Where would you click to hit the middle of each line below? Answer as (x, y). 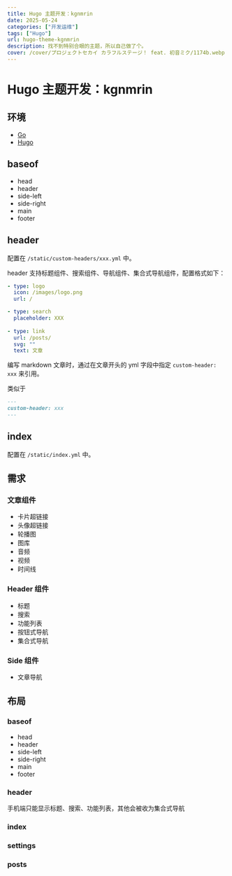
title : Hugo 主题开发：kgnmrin (50, 14)
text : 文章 (28, 351)
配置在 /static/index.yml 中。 (51, 454)
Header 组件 (28, 589)
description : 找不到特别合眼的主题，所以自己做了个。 (77, 46)
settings (22, 845)
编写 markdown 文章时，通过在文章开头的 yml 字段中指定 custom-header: (112, 365)
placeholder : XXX (39, 318)
